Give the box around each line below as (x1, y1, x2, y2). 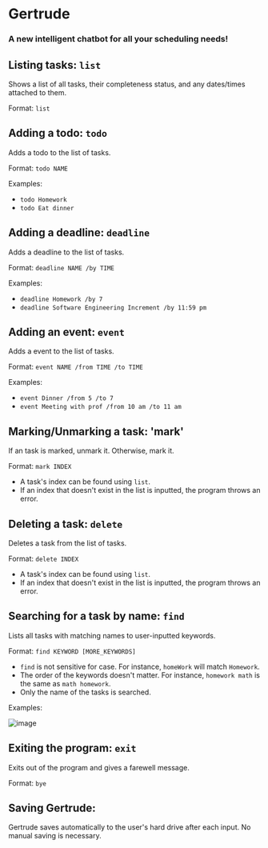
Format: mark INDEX (8, 462, 72, 471)
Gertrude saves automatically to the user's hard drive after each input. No (8, 822, 251, 832)
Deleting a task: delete (8, 517, 123, 530)
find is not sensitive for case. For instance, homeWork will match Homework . (19, 662, 260, 671)
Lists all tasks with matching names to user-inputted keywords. (8, 630, 216, 640)
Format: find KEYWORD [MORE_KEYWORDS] (8, 646, 136, 656)
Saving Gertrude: (8, 802, 96, 814)
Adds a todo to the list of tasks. (8, 147, 111, 157)
